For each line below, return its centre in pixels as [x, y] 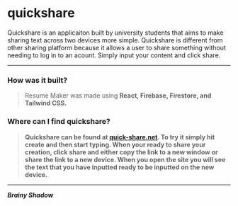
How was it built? [38, 80]
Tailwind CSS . [46, 103]
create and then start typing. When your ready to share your [115, 144]
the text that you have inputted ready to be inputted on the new [119, 167]
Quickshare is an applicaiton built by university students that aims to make [116, 33]
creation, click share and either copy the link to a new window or [121, 152]
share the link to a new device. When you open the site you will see [125, 159]
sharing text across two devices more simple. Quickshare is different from [115, 40]
